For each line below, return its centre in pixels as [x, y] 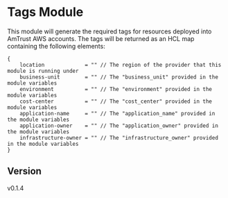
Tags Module [45, 12]
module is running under [43, 71]
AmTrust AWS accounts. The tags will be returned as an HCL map [101, 38]
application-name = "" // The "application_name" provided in [117, 113]
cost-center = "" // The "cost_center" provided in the [116, 101]
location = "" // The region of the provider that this [121, 65]
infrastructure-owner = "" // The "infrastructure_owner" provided [119, 138]
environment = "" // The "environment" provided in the [116, 89]
